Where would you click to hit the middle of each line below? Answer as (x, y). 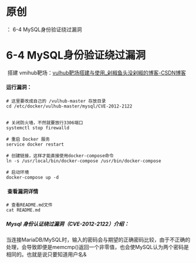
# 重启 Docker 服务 (28, 139)
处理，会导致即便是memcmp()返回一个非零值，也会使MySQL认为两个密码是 (97, 247)
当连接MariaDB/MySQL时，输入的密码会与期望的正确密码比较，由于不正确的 (98, 240)
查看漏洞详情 (23, 191)
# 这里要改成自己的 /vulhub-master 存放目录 (56, 101)
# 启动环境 (18, 173)
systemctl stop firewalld (38, 128)
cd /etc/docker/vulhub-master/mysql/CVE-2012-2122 (69, 106)
